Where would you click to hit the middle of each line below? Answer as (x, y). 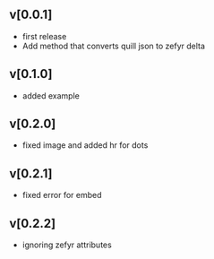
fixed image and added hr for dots (85, 145)
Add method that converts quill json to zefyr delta (114, 46)
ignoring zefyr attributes (67, 245)
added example (51, 95)
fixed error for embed (62, 195)
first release (44, 36)
